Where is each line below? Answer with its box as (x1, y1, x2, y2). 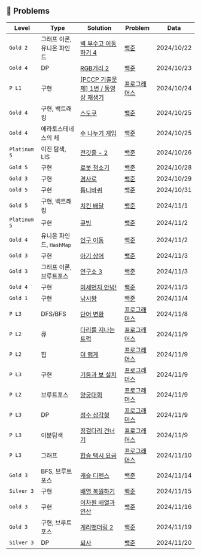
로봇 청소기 (80, 163, 109, 172)
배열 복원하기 (80, 487, 115, 495)
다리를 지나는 (80, 325, 115, 334)
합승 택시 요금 (80, 451, 117, 459)
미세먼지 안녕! (80, 283, 117, 291)
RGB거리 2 (80, 64, 109, 72)
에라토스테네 (41, 124, 75, 133)
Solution (87, 23, 112, 32)
